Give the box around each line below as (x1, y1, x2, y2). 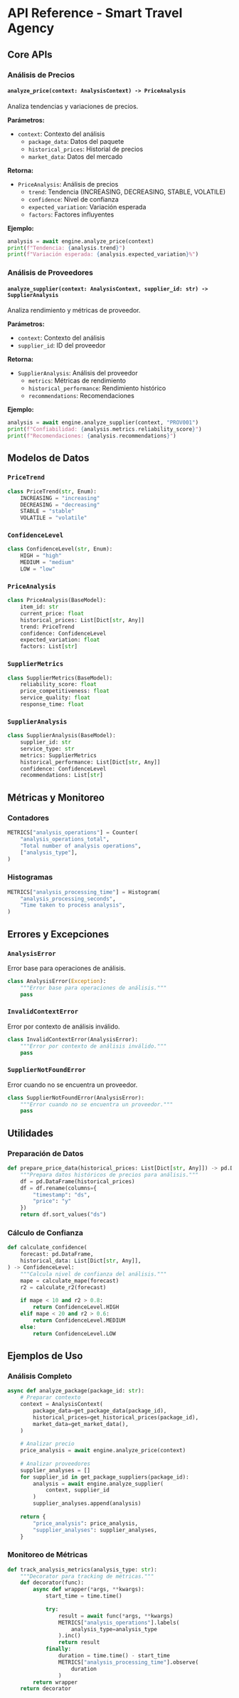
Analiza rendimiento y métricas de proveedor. (7, 306, 141, 315)
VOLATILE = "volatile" (20, 514, 87, 521)
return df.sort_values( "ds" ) (20, 1211, 107, 1219)
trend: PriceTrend (20, 623, 75, 630)
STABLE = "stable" (20, 508, 75, 515)
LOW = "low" (20, 566, 55, 573)
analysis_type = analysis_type (70, 1625, 158, 1632)
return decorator (20, 1685, 72, 1692)
